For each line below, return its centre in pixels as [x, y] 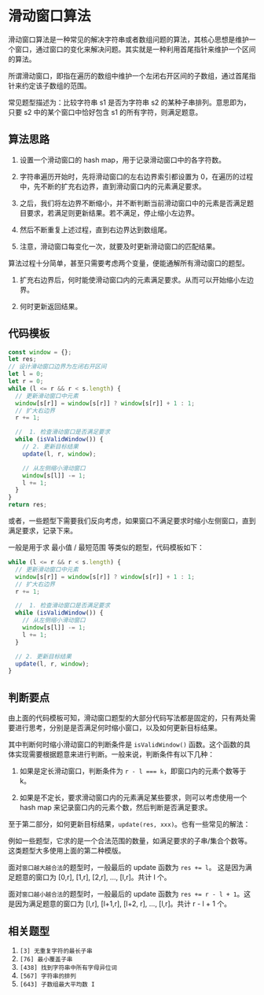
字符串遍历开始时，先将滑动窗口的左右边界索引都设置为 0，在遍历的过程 [136, 176]
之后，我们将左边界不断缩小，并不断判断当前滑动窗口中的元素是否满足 [133, 203]
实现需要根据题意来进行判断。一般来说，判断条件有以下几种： [114, 754]
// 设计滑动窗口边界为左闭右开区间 [57, 367]
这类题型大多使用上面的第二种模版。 [67, 851]
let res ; [22, 359]
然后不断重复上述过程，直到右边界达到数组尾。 [95, 230]
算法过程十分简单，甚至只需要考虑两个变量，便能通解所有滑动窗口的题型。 [128, 263]
